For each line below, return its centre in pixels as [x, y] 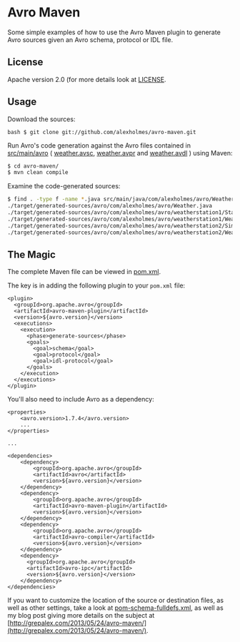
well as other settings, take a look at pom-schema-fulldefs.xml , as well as [115, 608]
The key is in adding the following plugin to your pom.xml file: [96, 285]
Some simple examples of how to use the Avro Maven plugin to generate [114, 32]
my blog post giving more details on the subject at [81, 616]
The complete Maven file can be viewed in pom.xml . [84, 272]
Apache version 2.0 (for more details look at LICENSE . [87, 79]
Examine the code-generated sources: [64, 186]
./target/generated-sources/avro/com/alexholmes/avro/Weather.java [110, 206]
